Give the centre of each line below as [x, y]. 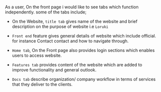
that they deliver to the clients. [42, 84]
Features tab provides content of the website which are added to [77, 65]
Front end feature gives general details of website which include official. [84, 36]
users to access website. [37, 55]
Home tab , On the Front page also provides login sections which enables [83, 50]
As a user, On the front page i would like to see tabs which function [72, 7]
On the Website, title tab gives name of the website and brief [75, 21]
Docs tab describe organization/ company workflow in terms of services [84, 79]
